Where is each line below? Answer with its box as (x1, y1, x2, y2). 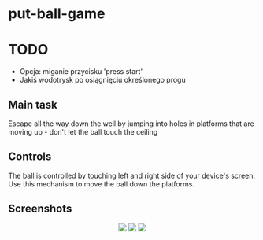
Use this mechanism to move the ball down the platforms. (8, 179, 195, 189)
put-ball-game (8, 5, 106, 23)
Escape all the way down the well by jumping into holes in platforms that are (8, 119, 254, 128)
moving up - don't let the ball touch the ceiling (8, 127, 158, 136)
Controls (8, 150, 52, 164)
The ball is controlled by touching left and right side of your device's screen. (8, 171, 256, 180)
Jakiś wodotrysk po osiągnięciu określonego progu (19, 76, 187, 85)
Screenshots (8, 202, 72, 216)
